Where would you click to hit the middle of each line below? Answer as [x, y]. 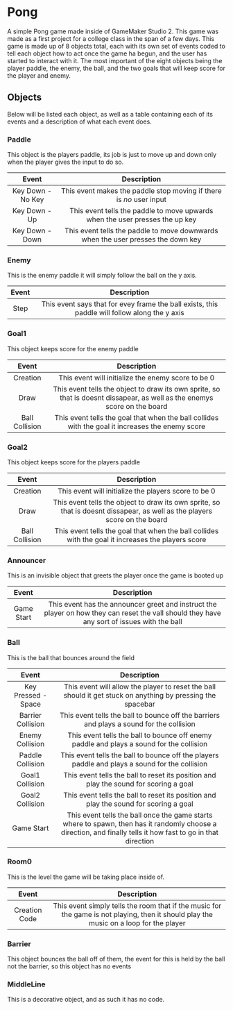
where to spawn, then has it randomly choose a [139, 823]
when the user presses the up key [141, 219]
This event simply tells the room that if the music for [137, 905]
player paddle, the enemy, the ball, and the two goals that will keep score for [116, 68]
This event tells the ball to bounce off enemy [140, 735]
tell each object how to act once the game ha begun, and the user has [107, 53]
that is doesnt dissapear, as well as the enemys [137, 398]
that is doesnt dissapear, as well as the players [137, 511]
